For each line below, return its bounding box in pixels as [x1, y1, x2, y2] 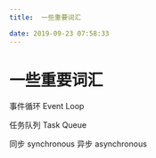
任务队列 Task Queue [9, 120, 87, 130]
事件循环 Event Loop [9, 101, 85, 112]
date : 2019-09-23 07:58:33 [9, 28, 110, 38]
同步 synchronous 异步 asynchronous [9, 138, 147, 149]
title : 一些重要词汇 [9, 12, 82, 22]
